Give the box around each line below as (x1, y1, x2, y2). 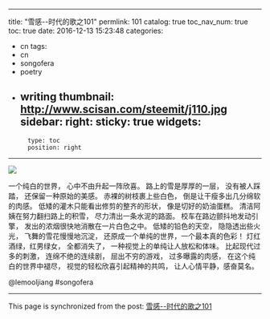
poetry (19, 67, 43, 76)
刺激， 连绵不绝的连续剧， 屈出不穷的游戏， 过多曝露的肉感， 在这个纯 (22, 251, 256, 260)
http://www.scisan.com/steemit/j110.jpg (19, 103, 227, 116)
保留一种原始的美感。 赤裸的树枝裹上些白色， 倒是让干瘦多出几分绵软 (31, 191, 261, 200)
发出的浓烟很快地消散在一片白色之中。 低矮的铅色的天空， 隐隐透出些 (23, 221, 254, 231)
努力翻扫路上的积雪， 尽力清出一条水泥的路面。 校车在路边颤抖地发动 (22, 211, 252, 220)
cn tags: (19, 42, 47, 50)
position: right (27, 143, 82, 151)
